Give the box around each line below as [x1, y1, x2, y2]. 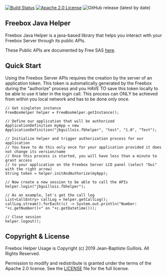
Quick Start [5, 62, 41, 70]
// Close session [5, 214, 41, 219]
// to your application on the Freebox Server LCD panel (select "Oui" [5, 162, 157, 167]
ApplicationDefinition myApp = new [5, 123, 79, 128]
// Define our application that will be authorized [5, 118, 115, 124]
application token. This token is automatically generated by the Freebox [5, 80, 152, 86]
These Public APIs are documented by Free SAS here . [5, 47, 116, 53]
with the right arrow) [5, 167, 52, 172]
